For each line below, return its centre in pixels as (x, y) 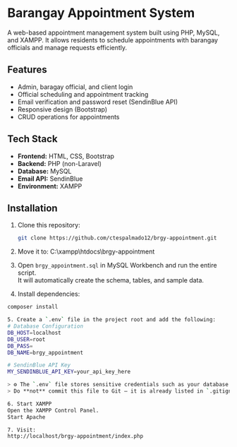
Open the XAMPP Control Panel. (53, 410)
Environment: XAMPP (50, 186)
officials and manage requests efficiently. (67, 47)
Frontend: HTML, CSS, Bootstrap (66, 156)
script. (27, 273)
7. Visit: (22, 430)
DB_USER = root (26, 339)
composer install (33, 307)
